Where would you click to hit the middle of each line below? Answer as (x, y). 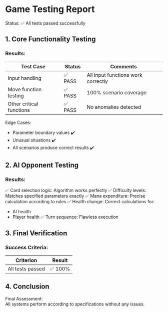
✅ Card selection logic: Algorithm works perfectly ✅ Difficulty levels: (76, 190)
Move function (25, 89)
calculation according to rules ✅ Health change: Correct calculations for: (80, 202)
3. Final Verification (36, 233)
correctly (97, 81)
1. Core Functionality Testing (50, 39)
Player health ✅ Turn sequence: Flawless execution (65, 217)
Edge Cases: (18, 122)
